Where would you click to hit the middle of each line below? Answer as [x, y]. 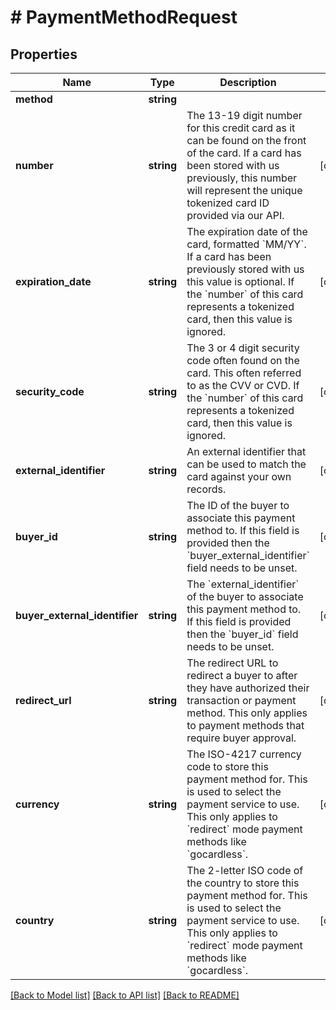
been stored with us [233, 165]
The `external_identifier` [243, 584]
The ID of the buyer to [238, 505]
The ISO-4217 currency [244, 754]
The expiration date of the [247, 231]
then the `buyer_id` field [242, 634]
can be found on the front [246, 140]
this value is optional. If [240, 281]
